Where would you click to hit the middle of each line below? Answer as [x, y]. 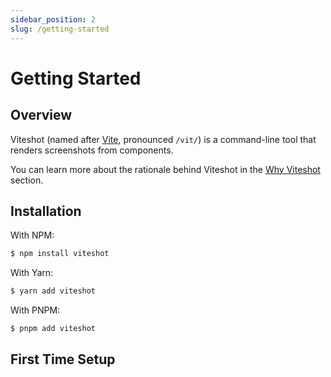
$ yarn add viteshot [53, 291]
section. [27, 180]
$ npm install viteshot [60, 254]
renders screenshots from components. [92, 150]
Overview [41, 115]
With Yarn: [32, 273]
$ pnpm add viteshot [53, 329]
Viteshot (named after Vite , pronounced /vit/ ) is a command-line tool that [163, 139]
